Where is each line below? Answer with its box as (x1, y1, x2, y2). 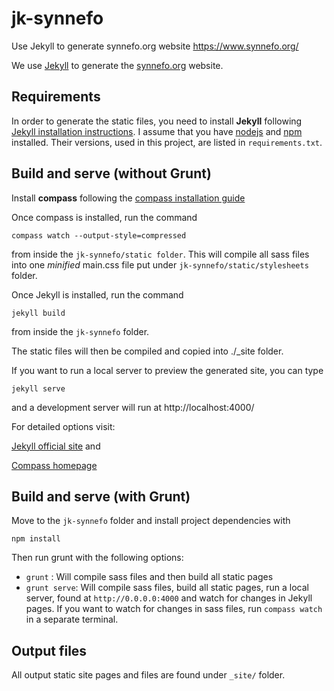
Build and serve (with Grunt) (11, 488, 191, 505)
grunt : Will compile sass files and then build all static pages (25, 571, 274, 583)
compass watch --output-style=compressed (11, 230, 187, 241)
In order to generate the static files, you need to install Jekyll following (11, 115, 303, 127)
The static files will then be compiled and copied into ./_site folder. (11, 345, 284, 357)
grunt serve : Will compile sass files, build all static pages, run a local (25, 582, 309, 594)
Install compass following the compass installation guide (11, 192, 246, 204)
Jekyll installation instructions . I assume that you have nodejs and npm (11, 125, 303, 137)
